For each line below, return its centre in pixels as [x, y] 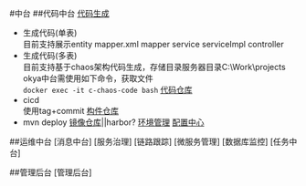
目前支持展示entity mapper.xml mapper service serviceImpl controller [153, 44]
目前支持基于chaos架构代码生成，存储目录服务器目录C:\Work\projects [154, 67]
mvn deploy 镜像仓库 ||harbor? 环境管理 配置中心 [113, 122]
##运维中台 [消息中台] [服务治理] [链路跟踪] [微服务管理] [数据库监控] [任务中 [153, 141]
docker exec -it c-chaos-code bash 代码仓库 [107, 90]
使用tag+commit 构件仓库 [70, 111]
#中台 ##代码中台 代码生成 [59, 13]
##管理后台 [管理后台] [51, 172]
